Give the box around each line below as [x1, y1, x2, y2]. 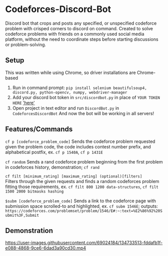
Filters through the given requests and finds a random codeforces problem [5, 178, 159, 184]
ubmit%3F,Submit [5, 213, 39, 218]
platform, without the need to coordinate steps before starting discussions [5, 36, 159, 42]
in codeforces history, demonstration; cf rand [5, 164, 100, 170]
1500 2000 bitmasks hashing [5, 189, 64, 194]
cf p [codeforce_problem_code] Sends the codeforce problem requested [5, 138, 155, 144]
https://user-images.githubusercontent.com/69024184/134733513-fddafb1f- [5, 240, 163, 246]
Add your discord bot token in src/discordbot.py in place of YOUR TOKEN [12, 94, 160, 100]
